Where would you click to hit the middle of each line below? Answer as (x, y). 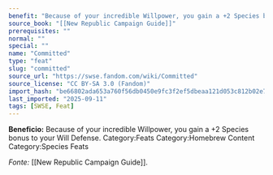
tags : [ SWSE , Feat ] (41, 106)
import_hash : (30, 91)
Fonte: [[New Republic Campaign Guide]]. (78, 162)
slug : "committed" (39, 69)
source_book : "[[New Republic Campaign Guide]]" (92, 23)
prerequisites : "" (39, 31)
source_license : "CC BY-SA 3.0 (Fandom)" (80, 83)
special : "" (28, 46)
